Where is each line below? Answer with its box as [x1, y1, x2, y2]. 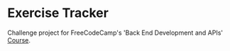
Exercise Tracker [7, 5, 109, 21]
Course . [7, 35, 31, 44]
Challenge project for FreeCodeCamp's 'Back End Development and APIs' [7, 28, 224, 37]
